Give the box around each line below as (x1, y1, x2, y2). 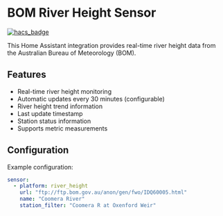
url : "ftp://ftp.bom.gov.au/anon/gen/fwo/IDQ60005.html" (19, 189, 188, 196)
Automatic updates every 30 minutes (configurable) (17, 94, 165, 103)
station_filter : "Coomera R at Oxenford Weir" (19, 202, 157, 209)
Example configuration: (7, 163, 74, 171)
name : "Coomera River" (19, 196, 85, 203)
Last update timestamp (17, 109, 83, 117)
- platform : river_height (13, 183, 89, 190)
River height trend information (17, 102, 103, 110)
